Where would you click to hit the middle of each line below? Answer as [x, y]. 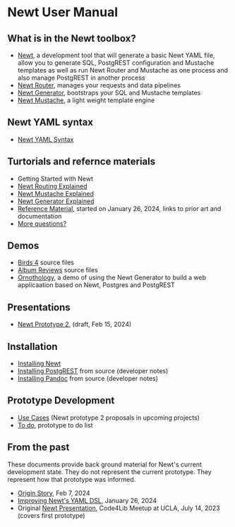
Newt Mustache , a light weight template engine [86, 100]
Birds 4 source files [46, 262]
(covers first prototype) [52, 515]
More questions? [42, 224]
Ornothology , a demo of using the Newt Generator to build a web [112, 278]
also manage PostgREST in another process [82, 78]
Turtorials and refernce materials [82, 162]
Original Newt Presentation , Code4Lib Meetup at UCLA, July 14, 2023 [119, 508]
